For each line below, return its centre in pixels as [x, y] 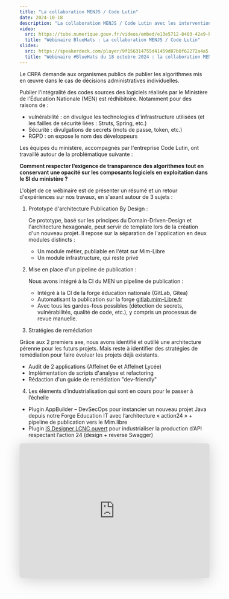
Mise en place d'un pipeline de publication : [82, 269]
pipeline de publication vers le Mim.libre [78, 422]
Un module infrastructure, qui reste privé [88, 257]
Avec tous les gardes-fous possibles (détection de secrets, [110, 305]
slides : [29, 46]
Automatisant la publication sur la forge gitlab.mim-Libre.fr [110, 299]
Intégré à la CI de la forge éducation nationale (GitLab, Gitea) [112, 293]
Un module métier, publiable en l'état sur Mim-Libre [101, 251]
